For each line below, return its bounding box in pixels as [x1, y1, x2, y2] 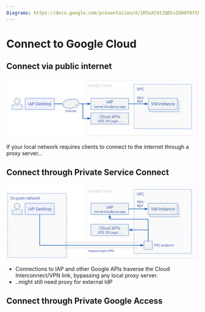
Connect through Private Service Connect [6, 167, 170, 178]
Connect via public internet [6, 61, 112, 71]
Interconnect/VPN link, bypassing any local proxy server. [15, 272, 158, 279]
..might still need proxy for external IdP [15, 278, 113, 285]
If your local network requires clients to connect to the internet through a [6, 143, 189, 150]
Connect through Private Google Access [6, 296, 163, 307]
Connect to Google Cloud [6, 37, 137, 51]
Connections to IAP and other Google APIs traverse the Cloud [15, 265, 170, 272]
